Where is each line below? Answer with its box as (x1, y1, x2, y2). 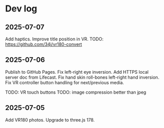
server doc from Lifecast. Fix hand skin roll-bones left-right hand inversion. (5, 74, 160, 80)
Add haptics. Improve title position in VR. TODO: (5, 36, 104, 42)
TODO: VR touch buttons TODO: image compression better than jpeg (5, 89, 147, 95)
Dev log (5, 3, 37, 14)
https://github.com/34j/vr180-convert (5, 41, 82, 47)
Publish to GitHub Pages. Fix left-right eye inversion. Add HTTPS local (5, 69, 149, 75)
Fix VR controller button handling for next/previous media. (5, 79, 124, 85)
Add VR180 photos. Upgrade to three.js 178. (5, 117, 95, 123)
